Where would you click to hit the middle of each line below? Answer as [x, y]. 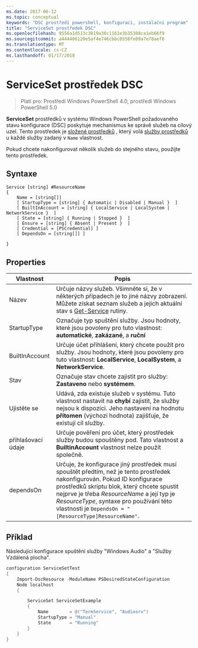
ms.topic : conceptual [33, 17]
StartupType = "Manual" [67, 617]
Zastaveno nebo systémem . [95, 384]
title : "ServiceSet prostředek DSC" [51, 28]
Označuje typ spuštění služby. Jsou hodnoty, [118, 320]
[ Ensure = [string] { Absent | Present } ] [74, 224]
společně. [70, 455]
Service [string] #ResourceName [46, 187]
